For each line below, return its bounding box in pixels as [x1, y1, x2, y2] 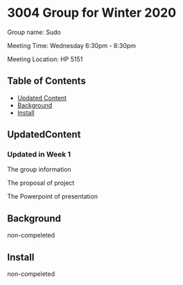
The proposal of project [7, 179, 75, 187]
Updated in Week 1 [7, 150, 71, 160]
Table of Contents [7, 75, 87, 87]
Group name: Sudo [7, 28, 61, 36]
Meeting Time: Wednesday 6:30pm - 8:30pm [7, 41, 137, 49]
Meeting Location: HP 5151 [7, 54, 83, 63]
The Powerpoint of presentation [7, 192, 98, 201]
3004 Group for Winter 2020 [7, 5, 177, 21]
